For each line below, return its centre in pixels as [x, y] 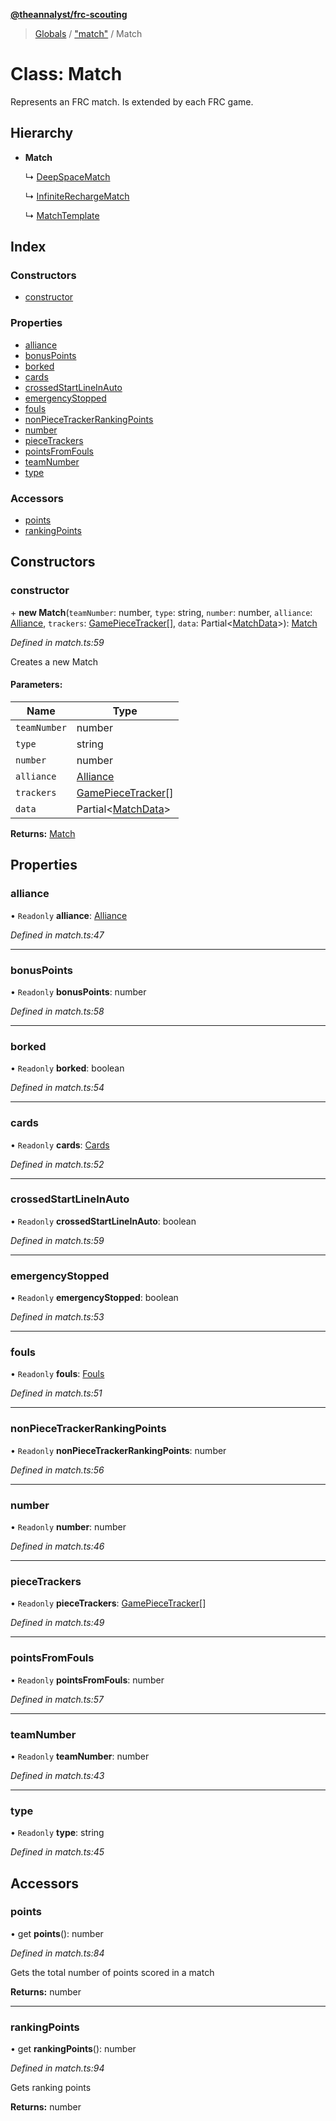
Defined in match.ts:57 [57, 1699]
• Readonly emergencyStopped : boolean [94, 1298]
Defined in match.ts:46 [57, 1546]
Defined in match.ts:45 [57, 1852]
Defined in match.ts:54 [57, 1088]
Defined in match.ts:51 [56, 1393]
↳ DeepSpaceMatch [67, 176]
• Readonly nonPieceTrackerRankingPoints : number [118, 1450]
